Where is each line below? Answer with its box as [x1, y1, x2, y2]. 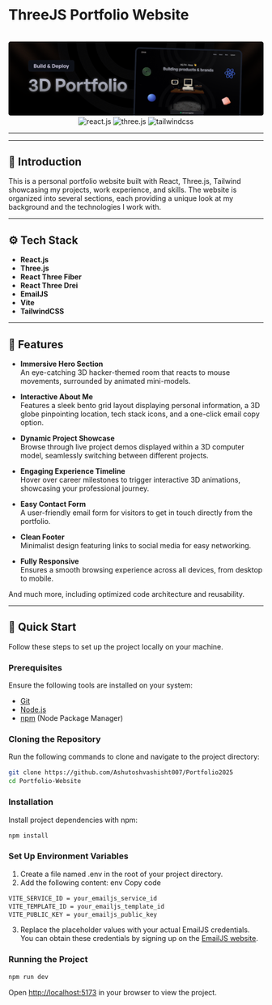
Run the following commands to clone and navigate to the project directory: [8, 752, 261, 762]
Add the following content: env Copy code [19, 877, 162, 888]
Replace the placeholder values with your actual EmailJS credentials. [19, 925, 250, 935]
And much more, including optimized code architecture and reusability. [8, 590, 245, 599]
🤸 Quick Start [8, 620, 77, 634]
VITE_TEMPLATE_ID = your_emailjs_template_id [8, 902, 164, 910]
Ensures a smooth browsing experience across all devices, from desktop [19, 565, 263, 575]
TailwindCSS [19, 306, 65, 317]
